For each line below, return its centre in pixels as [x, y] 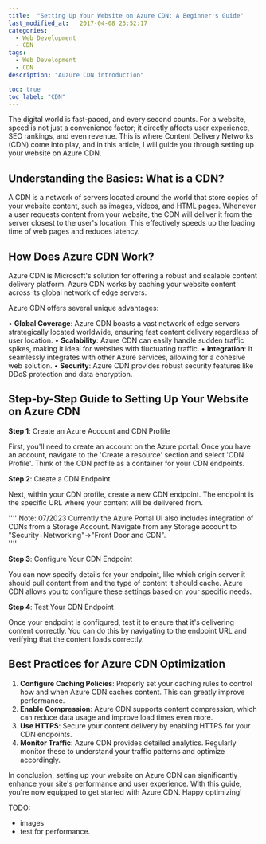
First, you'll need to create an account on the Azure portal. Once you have [129, 446]
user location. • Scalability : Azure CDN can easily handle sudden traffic [126, 340]
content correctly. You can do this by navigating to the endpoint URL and [127, 630]
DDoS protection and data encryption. [70, 374]
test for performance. [55, 831]
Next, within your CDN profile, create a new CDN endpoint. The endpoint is [131, 494]
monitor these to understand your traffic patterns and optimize [122, 751]
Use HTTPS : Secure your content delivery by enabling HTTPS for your [135, 725]
